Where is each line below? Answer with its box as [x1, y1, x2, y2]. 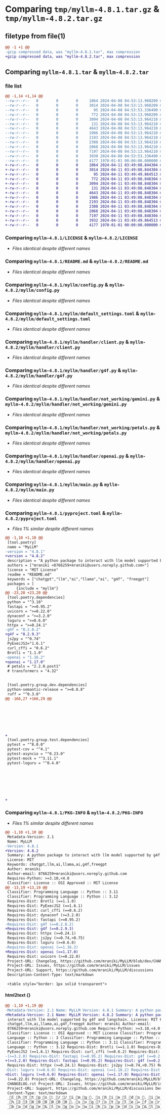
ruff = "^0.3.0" [7, 691, 41, 697]
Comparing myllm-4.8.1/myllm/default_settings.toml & [5, 310, 140, 317]
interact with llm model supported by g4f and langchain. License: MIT [7, 1017, 158, 1022]
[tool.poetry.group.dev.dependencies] [7, 682, 87, 687]
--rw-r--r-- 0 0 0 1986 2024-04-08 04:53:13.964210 [5, 131, 158, 135]
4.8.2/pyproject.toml [5, 516, 57, 521]
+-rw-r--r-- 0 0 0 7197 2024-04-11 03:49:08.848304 [5, 214, 158, 219]
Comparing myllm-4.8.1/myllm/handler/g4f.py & [5, 367, 122, 374]
